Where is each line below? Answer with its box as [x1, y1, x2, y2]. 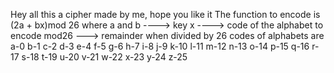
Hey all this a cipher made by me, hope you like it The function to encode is [10, 9, 321, 20]
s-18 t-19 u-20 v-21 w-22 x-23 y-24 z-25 [21, 51, 188, 63]
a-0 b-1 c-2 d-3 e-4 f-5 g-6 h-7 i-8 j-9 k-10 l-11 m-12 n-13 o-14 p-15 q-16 [10, 40, 310, 52]
